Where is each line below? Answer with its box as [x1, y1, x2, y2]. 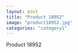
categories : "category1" [6, 25, 67, 31]
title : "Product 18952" [6, 14, 65, 20]
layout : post [6, 8, 38, 15]
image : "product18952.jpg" [6, 19, 73, 25]
